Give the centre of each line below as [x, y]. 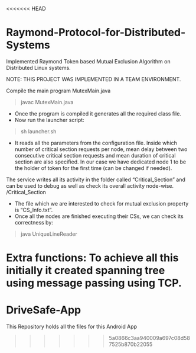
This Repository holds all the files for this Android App [72, 327]
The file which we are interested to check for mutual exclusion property [102, 203]
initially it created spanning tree [86, 270]
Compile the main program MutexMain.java [58, 91]
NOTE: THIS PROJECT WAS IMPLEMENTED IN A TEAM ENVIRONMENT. [94, 79]
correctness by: [34, 222]
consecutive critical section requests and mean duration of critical [95, 155]
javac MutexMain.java [47, 102]
